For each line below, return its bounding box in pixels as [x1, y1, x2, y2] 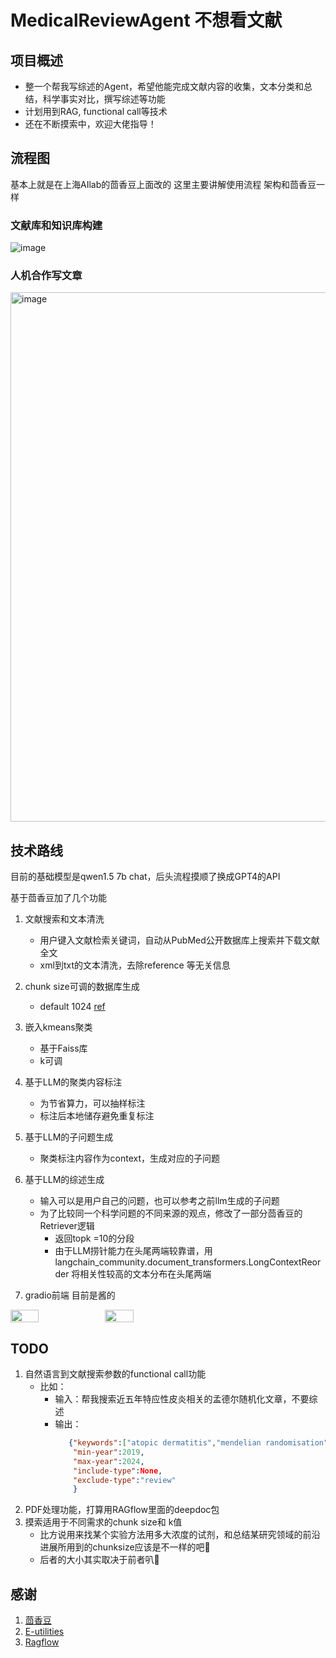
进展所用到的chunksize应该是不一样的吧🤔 [39, 1541, 211, 1553]
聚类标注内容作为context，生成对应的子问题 [39, 1152, 221, 1165]
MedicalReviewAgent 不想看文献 [10, 9, 283, 32]
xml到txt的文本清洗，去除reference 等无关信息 [39, 959, 231, 971]
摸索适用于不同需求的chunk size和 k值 [24, 1516, 183, 1528]
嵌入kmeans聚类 [24, 1021, 93, 1033]
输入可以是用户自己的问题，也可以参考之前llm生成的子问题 [39, 1195, 280, 1207]
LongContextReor [248, 1256, 322, 1268]
